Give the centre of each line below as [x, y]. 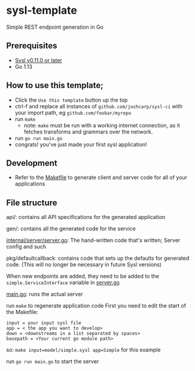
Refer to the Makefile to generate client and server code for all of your [101, 178]
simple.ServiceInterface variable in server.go [63, 282]
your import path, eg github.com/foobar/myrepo [73, 112]
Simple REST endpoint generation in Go [55, 27]
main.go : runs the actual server [45, 294]
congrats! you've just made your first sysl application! [81, 144]
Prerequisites [32, 46]
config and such [26, 247]
